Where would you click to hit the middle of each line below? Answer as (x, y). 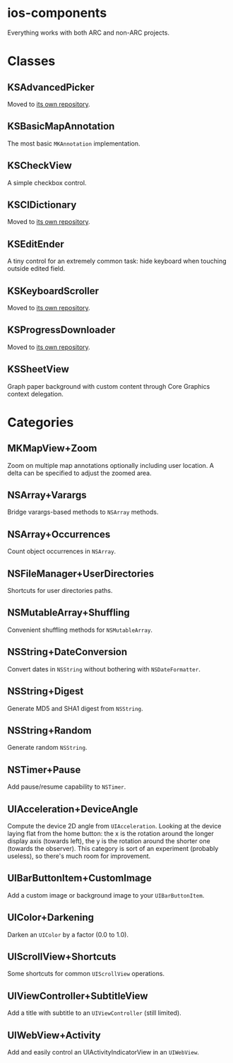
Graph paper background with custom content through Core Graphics (109, 386)
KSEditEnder (36, 244)
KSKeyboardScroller (53, 291)
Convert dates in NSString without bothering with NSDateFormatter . (104, 669)
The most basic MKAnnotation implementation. (74, 143)
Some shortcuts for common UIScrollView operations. (86, 974)
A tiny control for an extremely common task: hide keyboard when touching (117, 261)
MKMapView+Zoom (52, 448)
